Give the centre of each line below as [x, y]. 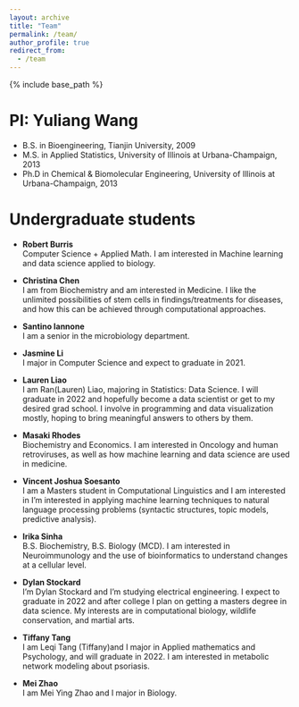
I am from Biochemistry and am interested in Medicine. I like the [139, 290]
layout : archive [39, 17]
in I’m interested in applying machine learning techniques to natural [145, 500]
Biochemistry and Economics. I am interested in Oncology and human [150, 444]
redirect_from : [37, 51]
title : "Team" [36, 26]
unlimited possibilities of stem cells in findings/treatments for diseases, [153, 299]
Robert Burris [48, 244]
